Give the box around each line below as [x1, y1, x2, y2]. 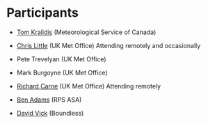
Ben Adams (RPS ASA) [16, 95, 82, 104]
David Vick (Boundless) [16, 109, 84, 117]
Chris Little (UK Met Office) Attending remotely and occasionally [16, 41, 201, 49]
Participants [6, 5, 79, 21]
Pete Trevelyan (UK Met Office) [16, 54, 106, 63]
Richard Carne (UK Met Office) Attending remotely [16, 82, 161, 90]
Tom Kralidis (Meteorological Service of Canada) [16, 28, 157, 36]
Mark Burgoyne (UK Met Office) [16, 68, 109, 77]
